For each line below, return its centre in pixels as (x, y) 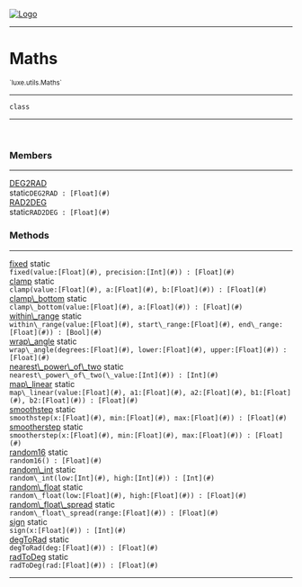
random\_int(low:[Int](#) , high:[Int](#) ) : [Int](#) (112, 478)
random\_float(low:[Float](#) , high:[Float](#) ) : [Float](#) (128, 495)
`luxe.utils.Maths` (36, 82)
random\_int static (43, 469)
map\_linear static (42, 384)
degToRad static (40, 539)
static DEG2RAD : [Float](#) (60, 193)
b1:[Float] (271, 393)
